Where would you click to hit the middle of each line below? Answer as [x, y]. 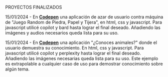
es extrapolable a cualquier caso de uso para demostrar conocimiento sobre [84, 64]
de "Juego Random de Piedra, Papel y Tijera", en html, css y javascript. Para [83, 22]
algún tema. [18, 69]
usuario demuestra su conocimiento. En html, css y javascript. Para [74, 48]
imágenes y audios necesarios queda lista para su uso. [62, 33]
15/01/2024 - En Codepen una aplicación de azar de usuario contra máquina [84, 17]
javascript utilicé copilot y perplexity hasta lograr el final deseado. [73, 53]
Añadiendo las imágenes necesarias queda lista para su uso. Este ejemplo [82, 58]
